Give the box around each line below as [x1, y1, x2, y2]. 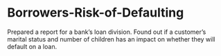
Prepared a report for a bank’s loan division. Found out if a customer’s [7, 28, 206, 36]
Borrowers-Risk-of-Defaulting [7, 5, 184, 21]
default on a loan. [7, 42, 58, 50]
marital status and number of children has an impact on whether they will [7, 35, 215, 43]
